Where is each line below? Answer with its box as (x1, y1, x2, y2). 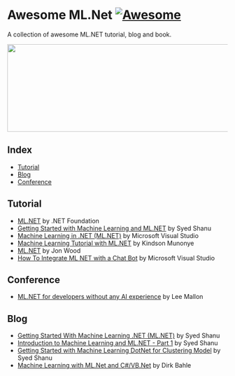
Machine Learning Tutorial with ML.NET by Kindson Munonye (17, 239, 194, 247)
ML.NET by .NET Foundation (17, 216, 100, 225)
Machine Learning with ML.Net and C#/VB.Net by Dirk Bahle (17, 361, 192, 370)
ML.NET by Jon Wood (17, 246, 81, 255)
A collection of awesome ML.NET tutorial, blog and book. (7, 30, 172, 39)
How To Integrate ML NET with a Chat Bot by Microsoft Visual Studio (17, 253, 215, 262)
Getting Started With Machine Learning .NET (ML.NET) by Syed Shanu (17, 331, 220, 340)
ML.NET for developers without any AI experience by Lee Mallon (17, 293, 204, 301)
